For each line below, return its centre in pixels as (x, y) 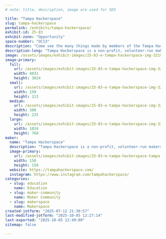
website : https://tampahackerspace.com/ (52, 170)
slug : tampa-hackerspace (31, 23)
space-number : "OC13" (27, 42)
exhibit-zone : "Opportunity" (35, 37)
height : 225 (26, 115)
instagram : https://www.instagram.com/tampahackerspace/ (69, 174)
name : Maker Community (37, 197)
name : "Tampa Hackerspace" (37, 142)
